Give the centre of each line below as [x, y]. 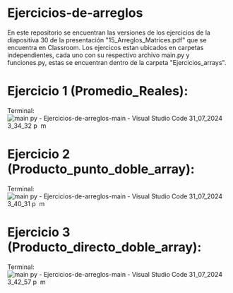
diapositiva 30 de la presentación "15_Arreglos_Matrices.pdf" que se [107, 40]
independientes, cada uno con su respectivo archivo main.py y [98, 55]
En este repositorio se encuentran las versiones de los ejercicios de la [109, 32]
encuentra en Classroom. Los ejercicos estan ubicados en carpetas [106, 47]
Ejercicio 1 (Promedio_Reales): [98, 91]
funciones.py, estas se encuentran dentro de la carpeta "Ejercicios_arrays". [117, 62]
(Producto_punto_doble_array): [101, 169]
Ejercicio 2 [39, 154]
